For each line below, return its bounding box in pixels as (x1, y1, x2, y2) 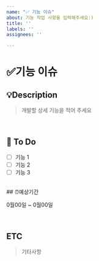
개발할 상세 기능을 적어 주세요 (21, 107, 92, 114)
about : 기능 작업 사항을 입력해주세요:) (6, 15, 94, 21)
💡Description (6, 90, 58, 100)
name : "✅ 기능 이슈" (6, 9, 55, 15)
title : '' (6, 20, 32, 26)
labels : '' (6, 26, 34, 32)
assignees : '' (6, 32, 43, 38)
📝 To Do (6, 137, 37, 147)
